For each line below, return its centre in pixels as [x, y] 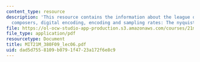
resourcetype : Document [36, 39]
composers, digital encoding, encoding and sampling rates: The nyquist [104, 22]
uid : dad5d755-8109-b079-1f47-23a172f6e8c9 [61, 50]
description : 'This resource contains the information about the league [98, 17]
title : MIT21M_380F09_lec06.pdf [46, 45]
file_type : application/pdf [41, 34]
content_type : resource [36, 12]
